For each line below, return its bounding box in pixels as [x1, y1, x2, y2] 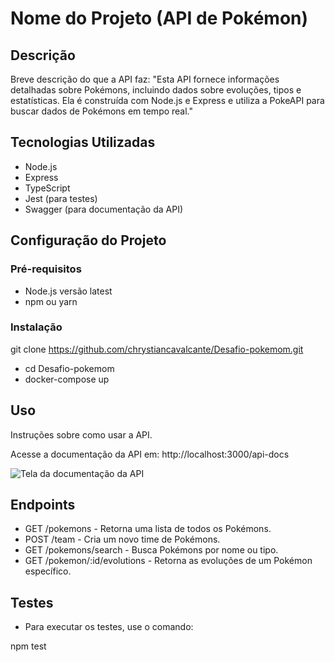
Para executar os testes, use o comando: [24, 621, 194, 633]
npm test [10, 640, 47, 652]
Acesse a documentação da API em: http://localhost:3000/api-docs [10, 448, 290, 460]
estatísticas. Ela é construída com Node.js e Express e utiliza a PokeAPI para [10, 95, 325, 106]
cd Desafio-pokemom [24, 362, 115, 374]
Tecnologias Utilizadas [10, 134, 156, 151]
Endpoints [10, 497, 76, 513]
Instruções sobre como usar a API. [10, 428, 153, 441]
